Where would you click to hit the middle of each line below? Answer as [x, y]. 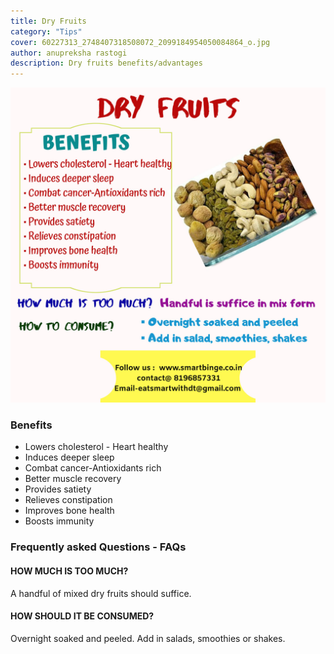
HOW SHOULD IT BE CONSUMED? [82, 616]
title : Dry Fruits [48, 21]
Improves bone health [69, 511]
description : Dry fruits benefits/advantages [106, 63]
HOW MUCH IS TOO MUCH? [69, 571]
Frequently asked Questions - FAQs [98, 547]
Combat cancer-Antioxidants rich [93, 468]
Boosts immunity [59, 521]
